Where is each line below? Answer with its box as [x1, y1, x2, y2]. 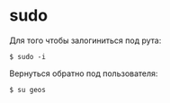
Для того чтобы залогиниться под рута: [9, 35, 162, 46]
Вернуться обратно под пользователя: [9, 68, 158, 79]
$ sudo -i [9, 52, 47, 61]
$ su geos [9, 85, 47, 94]
